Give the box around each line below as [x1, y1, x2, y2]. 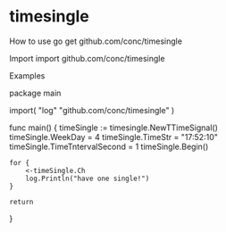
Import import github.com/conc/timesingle [9, 53, 165, 63]
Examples [9, 70, 46, 81]
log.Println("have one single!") [25, 174, 150, 183]
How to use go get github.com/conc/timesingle [9, 36, 183, 46]
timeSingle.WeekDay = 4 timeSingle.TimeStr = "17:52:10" [9, 131, 219, 142]
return [9, 197, 34, 206]
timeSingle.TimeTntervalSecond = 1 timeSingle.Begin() [9, 141, 209, 152]
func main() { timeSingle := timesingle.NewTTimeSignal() [9, 122, 219, 133]
